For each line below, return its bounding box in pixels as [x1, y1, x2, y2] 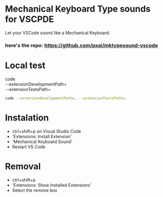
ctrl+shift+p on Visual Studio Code [12, 128, 81, 134]
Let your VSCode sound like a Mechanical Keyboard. [5, 30, 111, 36]
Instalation [5, 112, 49, 123]
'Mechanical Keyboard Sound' [12, 139, 73, 144]
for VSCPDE [5, 14, 54, 25]
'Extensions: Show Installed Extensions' [12, 182, 92, 188]
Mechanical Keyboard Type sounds [5, 3, 151, 15]
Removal [5, 161, 41, 172]
